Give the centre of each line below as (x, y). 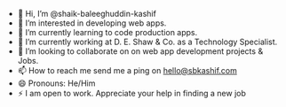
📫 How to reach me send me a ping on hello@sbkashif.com (127, 70)
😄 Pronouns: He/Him (56, 83)
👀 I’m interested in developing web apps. (92, 23)
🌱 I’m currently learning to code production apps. (107, 32)
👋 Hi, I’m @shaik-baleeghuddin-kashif (87, 14)
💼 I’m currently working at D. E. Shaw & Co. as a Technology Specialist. (147, 42)
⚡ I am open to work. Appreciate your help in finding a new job (131, 93)
